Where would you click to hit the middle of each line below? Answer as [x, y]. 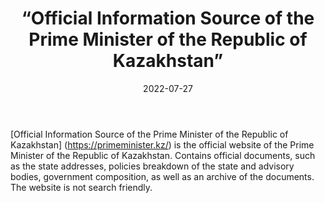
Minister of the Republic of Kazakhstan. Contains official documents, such [163, 155]
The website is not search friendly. [81, 187]
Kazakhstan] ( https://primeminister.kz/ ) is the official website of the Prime [162, 144]
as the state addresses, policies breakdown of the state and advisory [152, 166]
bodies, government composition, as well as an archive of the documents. [162, 176]
